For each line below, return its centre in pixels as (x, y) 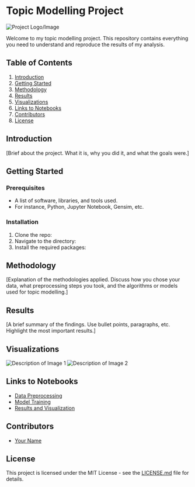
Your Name (28, 440)
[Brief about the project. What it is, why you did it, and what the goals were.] (98, 153)
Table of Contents (39, 63)
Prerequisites (25, 188)
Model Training (33, 402)
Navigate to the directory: (45, 241)
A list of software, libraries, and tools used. (66, 201)
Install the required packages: (50, 247)
